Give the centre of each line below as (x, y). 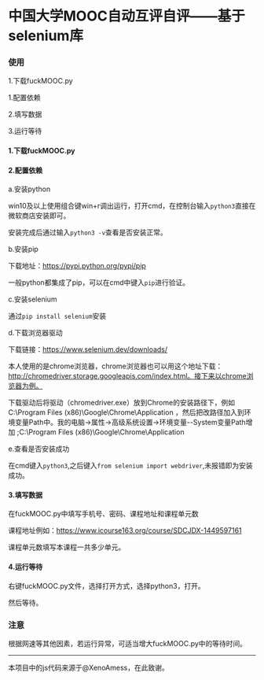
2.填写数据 (25, 114)
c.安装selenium (33, 299)
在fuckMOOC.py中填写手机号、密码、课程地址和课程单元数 (103, 514)
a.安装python (29, 189)
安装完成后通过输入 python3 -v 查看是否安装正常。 (88, 232)
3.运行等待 (25, 131)
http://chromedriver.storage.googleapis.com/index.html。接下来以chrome (127, 376)
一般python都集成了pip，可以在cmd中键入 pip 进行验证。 (99, 283)
